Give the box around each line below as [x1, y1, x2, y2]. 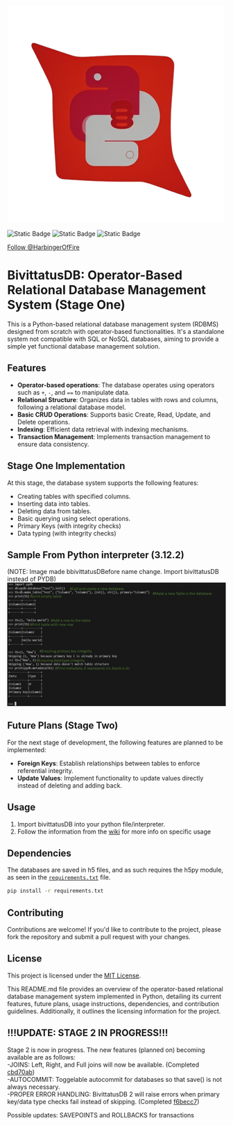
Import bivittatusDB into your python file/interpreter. [17, 820, 166, 828]
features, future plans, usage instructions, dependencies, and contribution [7, 999, 220, 1007]
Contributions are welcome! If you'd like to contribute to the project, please [7, 925, 222, 934]
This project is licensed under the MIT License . [7, 971, 141, 980]
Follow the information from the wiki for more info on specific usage [17, 827, 212, 836]
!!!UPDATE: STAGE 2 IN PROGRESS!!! [7, 1027, 169, 1039]
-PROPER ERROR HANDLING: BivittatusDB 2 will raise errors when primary [7, 1090, 220, 1098]
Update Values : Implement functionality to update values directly [17, 774, 204, 782]
